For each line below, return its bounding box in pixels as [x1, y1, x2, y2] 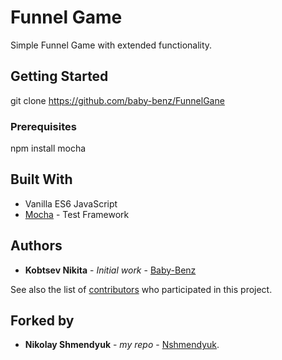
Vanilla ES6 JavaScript [24, 197, 118, 210]
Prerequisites [10, 119, 77, 133]
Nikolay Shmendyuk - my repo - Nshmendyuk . [24, 339, 220, 351]
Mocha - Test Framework [24, 208, 130, 220]
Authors [10, 237, 63, 255]
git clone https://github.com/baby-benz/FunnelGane [10, 94, 225, 106]
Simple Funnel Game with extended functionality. [10, 39, 213, 51]
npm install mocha [10, 142, 87, 155]
